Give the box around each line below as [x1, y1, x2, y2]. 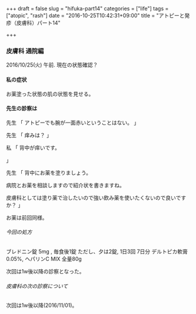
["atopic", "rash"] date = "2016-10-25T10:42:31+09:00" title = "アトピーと [6, 12, 185, 19]
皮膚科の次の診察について [6, 282, 68, 289]
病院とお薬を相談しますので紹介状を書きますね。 [6, 181, 125, 189]
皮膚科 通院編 [6, 47, 44, 55]
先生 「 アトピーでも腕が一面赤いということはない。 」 [6, 119, 139, 126]
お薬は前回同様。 [6, 214, 48, 221]
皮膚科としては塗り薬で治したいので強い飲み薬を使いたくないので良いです [6, 194, 187, 201]
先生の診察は [6, 105, 37, 112]
